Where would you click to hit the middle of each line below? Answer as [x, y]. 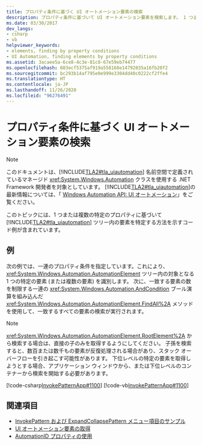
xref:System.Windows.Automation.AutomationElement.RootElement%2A [96, 336]
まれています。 [45, 230]
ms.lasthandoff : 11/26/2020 [41, 90]
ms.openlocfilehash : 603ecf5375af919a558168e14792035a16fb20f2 [87, 68]
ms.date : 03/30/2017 [32, 23]
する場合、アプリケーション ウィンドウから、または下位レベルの [102, 366]
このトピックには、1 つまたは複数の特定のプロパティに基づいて [84, 215]
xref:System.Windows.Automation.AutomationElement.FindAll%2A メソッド [100, 304]
